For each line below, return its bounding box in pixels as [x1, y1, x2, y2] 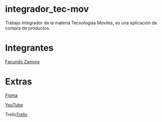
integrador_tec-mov [5, 3, 89, 15]
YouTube [5, 102, 23, 108]
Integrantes [5, 42, 54, 54]
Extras [5, 76, 32, 87]
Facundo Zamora [5, 58, 40, 65]
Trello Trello [5, 111, 28, 117]
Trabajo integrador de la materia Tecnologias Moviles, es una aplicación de [5, 20, 158, 26]
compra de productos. [5, 25, 51, 31]
